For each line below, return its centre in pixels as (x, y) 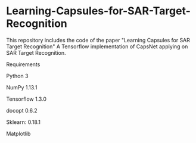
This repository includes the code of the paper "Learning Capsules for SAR (98, 40)
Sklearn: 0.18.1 (23, 122)
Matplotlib (18, 133)
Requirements (23, 64)
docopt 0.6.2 (22, 110)
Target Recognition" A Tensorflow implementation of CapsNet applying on (97, 46)
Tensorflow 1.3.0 (26, 99)
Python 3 (17, 76)
